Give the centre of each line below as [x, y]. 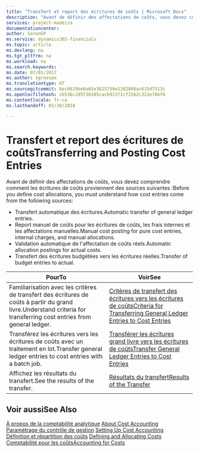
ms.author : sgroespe [32, 78]
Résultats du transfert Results [149, 377]
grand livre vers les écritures [148, 342]
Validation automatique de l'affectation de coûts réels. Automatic [93, 244]
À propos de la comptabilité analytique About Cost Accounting [82, 424]
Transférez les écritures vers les [54, 334]
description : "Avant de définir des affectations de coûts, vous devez [96, 17]
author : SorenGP [26, 34]
